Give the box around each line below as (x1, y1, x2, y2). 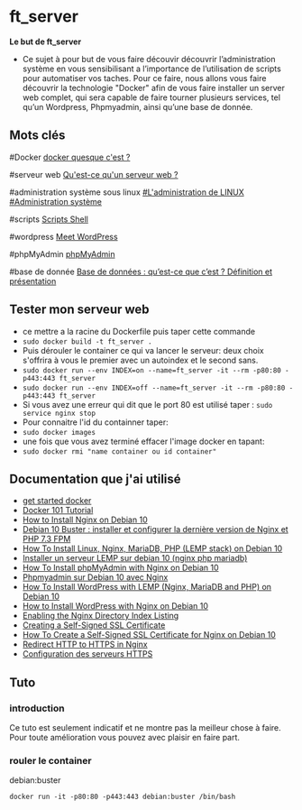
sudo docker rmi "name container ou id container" (22, 446, 217, 456)
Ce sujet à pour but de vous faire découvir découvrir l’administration (22, 53, 276, 64)
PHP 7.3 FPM (22, 534, 71, 545)
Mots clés (9, 128, 66, 143)
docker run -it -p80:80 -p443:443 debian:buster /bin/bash (9, 792, 236, 802)
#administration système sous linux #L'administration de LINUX (9, 187, 245, 198)
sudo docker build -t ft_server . (22, 336, 152, 346)
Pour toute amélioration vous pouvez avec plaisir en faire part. (9, 732, 241, 743)
